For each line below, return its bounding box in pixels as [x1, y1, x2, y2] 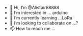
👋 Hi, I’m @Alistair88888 [9, 5, 59, 10]
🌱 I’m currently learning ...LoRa [9, 15, 73, 20]
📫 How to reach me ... [9, 26, 55, 31]
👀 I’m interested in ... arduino [9, 10, 68, 16]
